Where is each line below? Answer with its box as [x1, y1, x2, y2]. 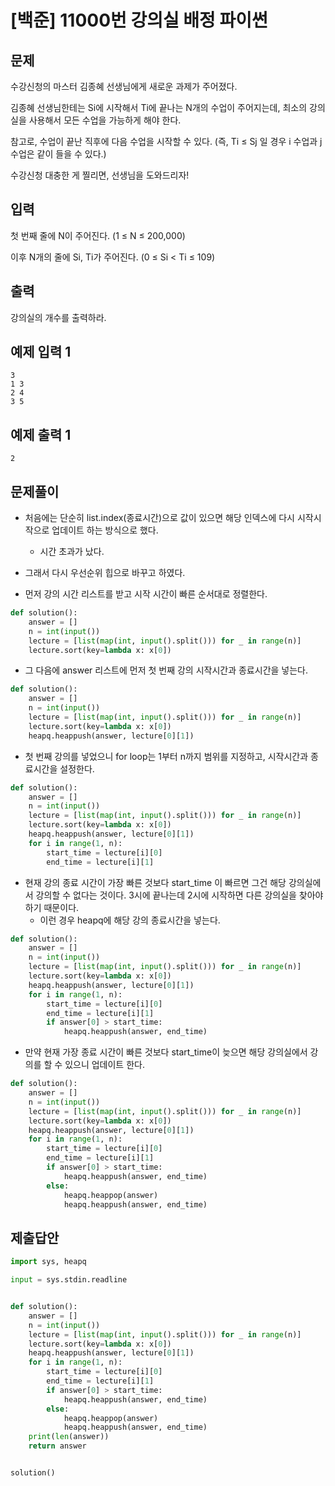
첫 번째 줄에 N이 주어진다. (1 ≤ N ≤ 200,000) [10, 229, 186, 241]
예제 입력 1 [10, 344, 72, 361]
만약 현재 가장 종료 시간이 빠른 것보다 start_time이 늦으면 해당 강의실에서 [24, 1046, 308, 1058]
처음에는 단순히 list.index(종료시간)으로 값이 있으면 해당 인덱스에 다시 [24, 512, 295, 524]
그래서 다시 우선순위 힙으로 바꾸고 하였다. [24, 567, 186, 579]
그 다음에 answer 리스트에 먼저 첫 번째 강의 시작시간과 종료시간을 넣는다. [24, 664, 309, 676]
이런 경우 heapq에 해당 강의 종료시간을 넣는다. [39, 914, 221, 926]
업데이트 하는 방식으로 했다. [51, 524, 159, 536]
